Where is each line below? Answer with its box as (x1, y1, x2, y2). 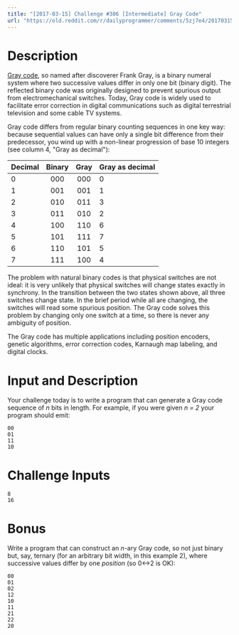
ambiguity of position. (7, 319, 71, 327)
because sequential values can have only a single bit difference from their (7, 130, 224, 139)
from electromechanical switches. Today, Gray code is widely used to (7, 94, 211, 102)
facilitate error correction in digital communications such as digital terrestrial (7, 101, 231, 110)
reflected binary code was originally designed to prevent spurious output (7, 86, 221, 95)
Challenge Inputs (7, 467, 110, 484)
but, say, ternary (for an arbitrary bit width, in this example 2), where (7, 552, 208, 560)
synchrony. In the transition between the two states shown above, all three (7, 289, 225, 297)
